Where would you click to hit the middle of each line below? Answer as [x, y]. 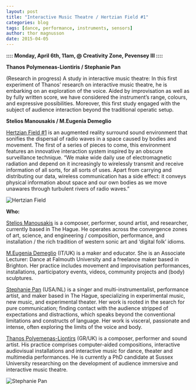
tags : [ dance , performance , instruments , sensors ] [69, 28]
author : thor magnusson [35, 34]
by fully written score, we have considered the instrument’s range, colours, [97, 97]
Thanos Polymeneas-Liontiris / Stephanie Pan [63, 67]
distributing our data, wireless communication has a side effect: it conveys [96, 176]
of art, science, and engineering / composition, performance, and [85, 235]
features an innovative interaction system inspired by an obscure [84, 151]
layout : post [22, 11]
